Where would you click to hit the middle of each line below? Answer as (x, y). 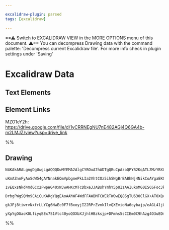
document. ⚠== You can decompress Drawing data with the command (79, 43)
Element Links (28, 109)
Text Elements (28, 93)
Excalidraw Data (40, 74)
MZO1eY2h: (17, 122)
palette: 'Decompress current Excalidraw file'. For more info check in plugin (83, 48)
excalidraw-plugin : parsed (33, 14)
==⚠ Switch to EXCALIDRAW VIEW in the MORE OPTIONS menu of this (79, 38)
